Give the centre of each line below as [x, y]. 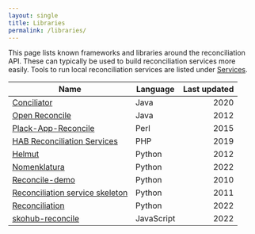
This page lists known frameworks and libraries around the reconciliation [127, 53]
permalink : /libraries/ [48, 30]
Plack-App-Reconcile [53, 129]
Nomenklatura [38, 167]
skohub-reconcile [46, 219]
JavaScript [155, 219]
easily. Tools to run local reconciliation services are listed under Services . [128, 70]
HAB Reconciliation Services [65, 141]
